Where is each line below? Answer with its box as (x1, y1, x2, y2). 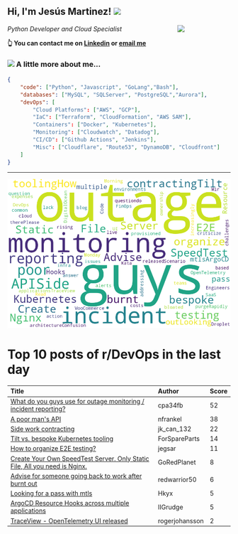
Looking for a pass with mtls (10, 489, 93, 498)
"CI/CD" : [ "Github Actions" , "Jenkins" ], (33, 137, 157, 144)
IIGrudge (157, 503, 183, 511)
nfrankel (157, 415, 182, 423)
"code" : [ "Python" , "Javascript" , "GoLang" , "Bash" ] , (20, 83, 179, 91)
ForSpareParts (157, 434, 200, 443)
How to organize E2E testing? (10, 444, 96, 453)
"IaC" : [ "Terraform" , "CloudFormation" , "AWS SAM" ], (33, 114, 192, 121)
